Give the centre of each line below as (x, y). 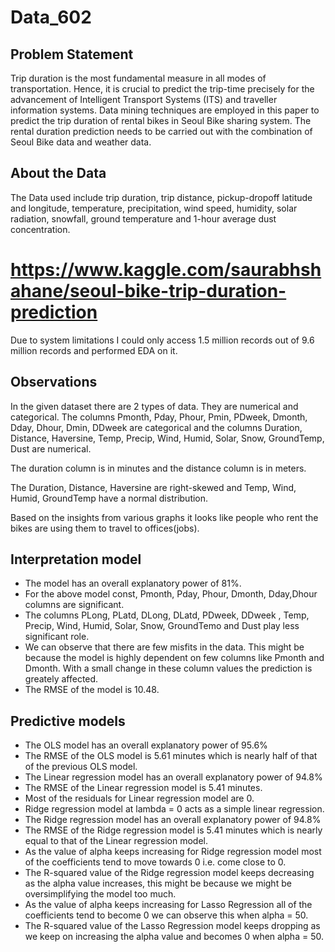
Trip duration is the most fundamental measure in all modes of (138, 78)
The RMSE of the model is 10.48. (92, 690)
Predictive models (68, 721)
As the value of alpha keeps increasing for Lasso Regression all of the (168, 905)
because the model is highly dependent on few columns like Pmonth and (174, 658)
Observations (54, 382)
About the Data (58, 173)
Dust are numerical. (51, 448)
